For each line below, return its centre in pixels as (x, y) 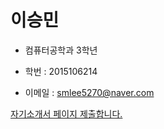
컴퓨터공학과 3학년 (61, 50)
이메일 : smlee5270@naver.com (89, 92)
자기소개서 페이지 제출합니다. (66, 113)
